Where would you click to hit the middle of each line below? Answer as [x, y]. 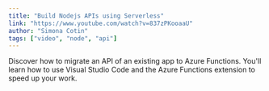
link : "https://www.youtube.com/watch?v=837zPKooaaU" [101, 23]
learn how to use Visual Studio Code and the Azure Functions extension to [132, 70]
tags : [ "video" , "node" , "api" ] [63, 38]
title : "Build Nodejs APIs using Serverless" [86, 16]
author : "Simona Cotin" [48, 31]
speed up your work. [43, 78]
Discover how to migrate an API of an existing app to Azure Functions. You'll [135, 61]
